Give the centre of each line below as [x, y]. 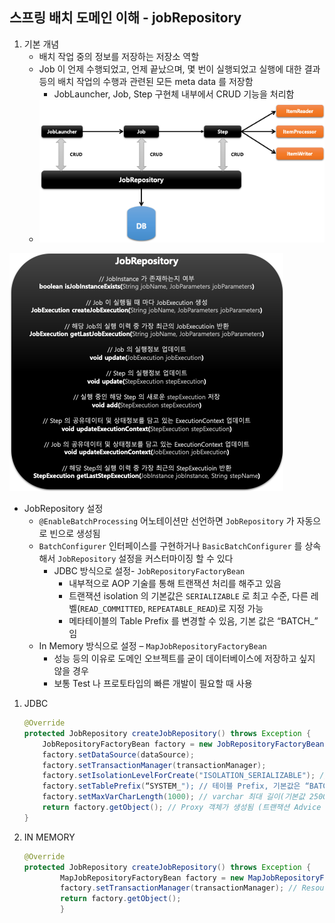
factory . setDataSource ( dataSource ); [118, 754]
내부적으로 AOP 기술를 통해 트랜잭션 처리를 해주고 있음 [175, 584]
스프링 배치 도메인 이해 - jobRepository [125, 18]
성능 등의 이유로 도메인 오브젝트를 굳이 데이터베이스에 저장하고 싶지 [184, 659]
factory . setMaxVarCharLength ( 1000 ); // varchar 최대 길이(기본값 [174, 797]
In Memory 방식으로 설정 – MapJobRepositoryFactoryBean [152, 646]
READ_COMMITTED [112, 609]
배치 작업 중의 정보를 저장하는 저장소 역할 [119, 56]
